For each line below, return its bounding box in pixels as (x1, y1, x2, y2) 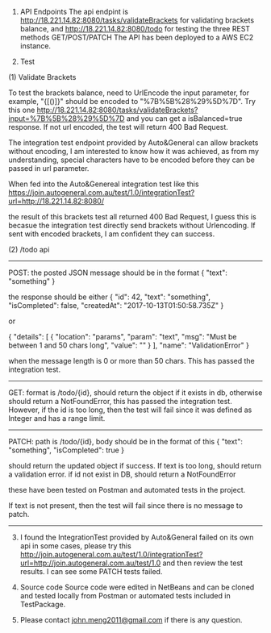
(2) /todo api (8, 245, 50, 254)
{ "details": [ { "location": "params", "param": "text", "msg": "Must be (8, 332, 237, 341)
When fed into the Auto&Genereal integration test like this (8, 179, 199, 189)
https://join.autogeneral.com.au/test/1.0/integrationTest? (8, 188, 195, 197)
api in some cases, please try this (19, 541, 131, 551)
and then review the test (162, 558, 244, 568)
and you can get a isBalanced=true (126, 114, 243, 123)
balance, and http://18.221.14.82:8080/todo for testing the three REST (19, 24, 251, 33)
